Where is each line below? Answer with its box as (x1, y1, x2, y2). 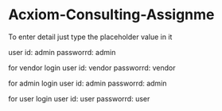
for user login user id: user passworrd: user (8, 93, 150, 103)
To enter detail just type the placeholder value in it (8, 32, 173, 42)
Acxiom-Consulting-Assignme (8, 6, 215, 24)
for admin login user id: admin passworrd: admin (8, 78, 167, 88)
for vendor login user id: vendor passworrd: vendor (8, 62, 177, 73)
